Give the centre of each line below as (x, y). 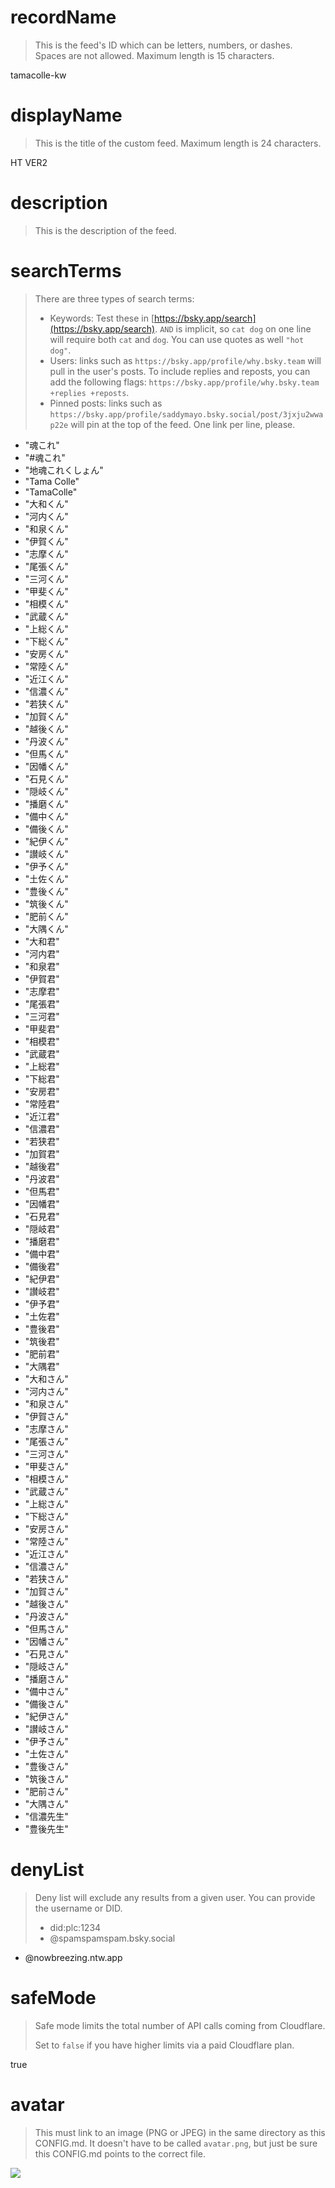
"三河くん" (46, 578)
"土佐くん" (46, 878)
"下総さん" (46, 1516)
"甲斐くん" (46, 591)
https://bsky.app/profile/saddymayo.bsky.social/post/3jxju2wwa (186, 414)
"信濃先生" (46, 1816)
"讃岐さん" (46, 1728)
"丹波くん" (46, 741)
